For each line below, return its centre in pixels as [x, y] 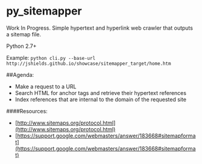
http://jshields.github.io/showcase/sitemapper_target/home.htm [89, 64]
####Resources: [27, 111]
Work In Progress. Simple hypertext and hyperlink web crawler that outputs [99, 28]
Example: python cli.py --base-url [51, 57]
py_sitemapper [44, 11]
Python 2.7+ [22, 46]
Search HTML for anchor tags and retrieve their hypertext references [101, 93]
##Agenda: [20, 74]
